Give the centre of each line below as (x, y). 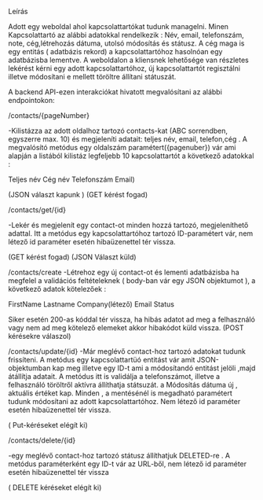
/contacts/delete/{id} (42, 440)
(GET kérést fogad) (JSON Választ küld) (72, 257)
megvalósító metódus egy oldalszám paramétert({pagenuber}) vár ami (122, 147)
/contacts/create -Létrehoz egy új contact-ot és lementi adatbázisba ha (124, 272)
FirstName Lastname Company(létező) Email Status (91, 304)
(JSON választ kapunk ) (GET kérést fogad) (78, 195)
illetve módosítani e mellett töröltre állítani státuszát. (92, 77)
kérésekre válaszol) (40, 336)
